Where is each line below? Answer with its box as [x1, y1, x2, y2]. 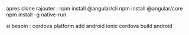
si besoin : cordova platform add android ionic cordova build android [6, 23, 172, 29]
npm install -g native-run [6, 11, 67, 18]
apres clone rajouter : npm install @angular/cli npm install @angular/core [6, 5, 183, 12]
